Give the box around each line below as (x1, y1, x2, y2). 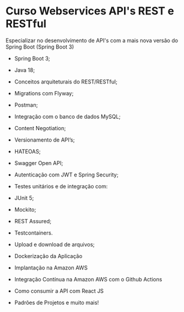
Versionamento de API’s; (14, 136, 76, 143)
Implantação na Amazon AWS (14, 264, 88, 271)
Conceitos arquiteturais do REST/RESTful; (14, 78, 117, 85)
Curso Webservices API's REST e (5, 4, 174, 18)
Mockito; (14, 206, 37, 213)
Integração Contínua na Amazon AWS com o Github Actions (14, 275, 162, 283)
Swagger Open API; (14, 159, 64, 166)
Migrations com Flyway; (14, 89, 74, 97)
